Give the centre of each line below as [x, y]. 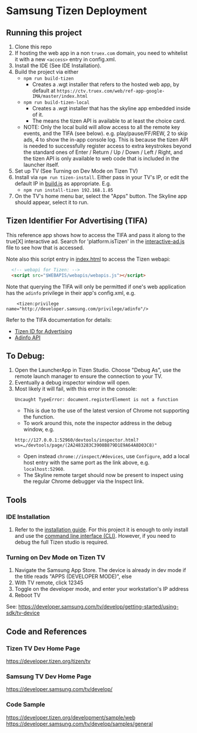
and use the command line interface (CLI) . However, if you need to [95, 536]
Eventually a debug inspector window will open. [72, 383]
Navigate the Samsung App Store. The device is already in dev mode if [100, 570]
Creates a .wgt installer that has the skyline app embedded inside [111, 108]
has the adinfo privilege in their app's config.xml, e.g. [71, 292]
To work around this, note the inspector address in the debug [98, 423]
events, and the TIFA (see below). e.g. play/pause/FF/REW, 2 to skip [106, 133]
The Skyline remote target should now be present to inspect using [103, 475]
